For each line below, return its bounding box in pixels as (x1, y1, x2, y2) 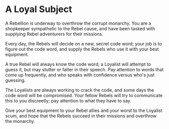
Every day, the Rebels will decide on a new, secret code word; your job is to (5, 40, 162, 46)
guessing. (5, 77, 26, 83)
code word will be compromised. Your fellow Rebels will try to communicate (5, 92, 163, 98)
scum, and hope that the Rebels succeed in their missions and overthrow (5, 112, 157, 119)
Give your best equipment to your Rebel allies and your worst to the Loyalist (5, 107, 162, 113)
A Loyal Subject (5, 4, 72, 15)
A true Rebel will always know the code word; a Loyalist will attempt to (5, 61, 151, 67)
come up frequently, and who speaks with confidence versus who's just (5, 72, 155, 78)
